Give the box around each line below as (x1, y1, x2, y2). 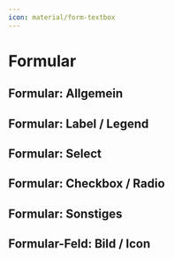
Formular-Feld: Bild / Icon (8, 236, 151, 252)
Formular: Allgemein (8, 86, 124, 102)
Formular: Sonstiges (8, 206, 123, 221)
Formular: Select (8, 146, 102, 161)
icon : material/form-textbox (8, 12, 116, 22)
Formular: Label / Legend (8, 116, 149, 131)
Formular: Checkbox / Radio (8, 176, 165, 191)
